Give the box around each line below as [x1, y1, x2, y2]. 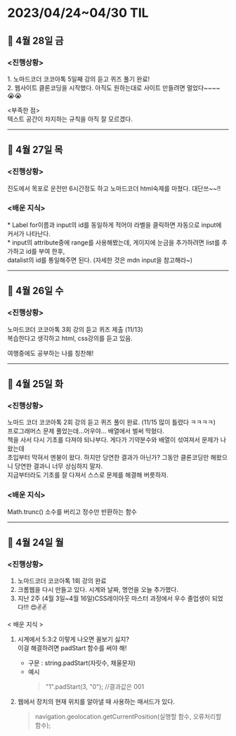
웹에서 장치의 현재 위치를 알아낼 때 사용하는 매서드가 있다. [17, 697, 176, 706]
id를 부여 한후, [25, 247, 65, 255]
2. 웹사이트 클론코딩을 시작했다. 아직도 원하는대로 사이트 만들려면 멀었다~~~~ [7, 83, 221, 92]
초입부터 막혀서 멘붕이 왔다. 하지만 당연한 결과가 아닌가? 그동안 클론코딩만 [7, 453, 209, 462]
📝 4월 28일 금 [7, 34, 64, 46]
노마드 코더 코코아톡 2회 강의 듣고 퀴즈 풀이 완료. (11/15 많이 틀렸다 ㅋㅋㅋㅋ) [7, 418, 216, 427]
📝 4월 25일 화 [7, 377, 64, 389]
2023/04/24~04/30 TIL [7, 5, 149, 21]
